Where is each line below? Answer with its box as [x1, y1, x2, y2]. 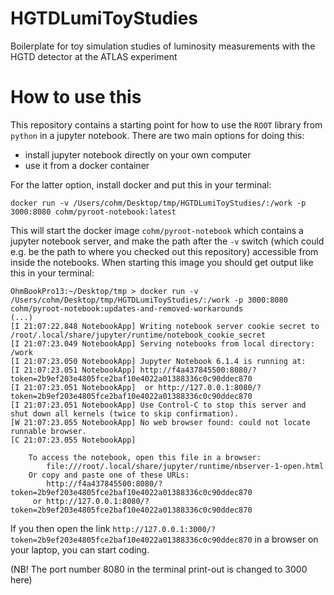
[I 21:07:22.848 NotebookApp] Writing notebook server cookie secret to [10, 321, 320, 331]
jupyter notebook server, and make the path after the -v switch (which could [10, 235, 325, 247]
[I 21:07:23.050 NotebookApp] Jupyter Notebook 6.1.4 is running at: [10, 356, 307, 366]
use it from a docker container [24, 159, 150, 171]
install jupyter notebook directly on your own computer [24, 148, 252, 161]
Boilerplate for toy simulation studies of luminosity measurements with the [10, 40, 316, 52]
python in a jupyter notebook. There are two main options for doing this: [10, 129, 305, 141]
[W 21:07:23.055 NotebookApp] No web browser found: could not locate [10, 417, 311, 427]
